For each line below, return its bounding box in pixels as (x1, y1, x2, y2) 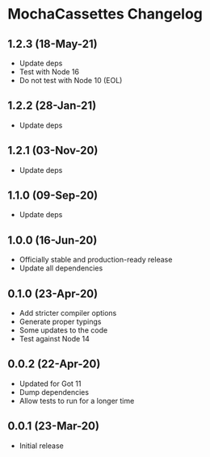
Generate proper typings (19, 317, 102, 327)
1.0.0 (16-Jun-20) (7, 233, 98, 247)
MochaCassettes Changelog (7, 5, 204, 23)
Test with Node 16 (19, 67, 80, 77)
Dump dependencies (19, 387, 90, 396)
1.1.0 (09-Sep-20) (7, 189, 99, 203)
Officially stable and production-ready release (19, 255, 173, 265)
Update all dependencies (19, 263, 103, 273)
